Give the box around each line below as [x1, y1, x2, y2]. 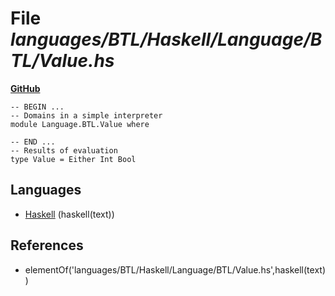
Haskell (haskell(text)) [24, 208, 115, 220]
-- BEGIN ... [10, 102, 65, 112]
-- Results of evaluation [10, 145, 118, 156]
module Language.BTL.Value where [10, 119, 150, 129]
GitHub [10, 82, 41, 94]
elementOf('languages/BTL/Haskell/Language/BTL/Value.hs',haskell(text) [24, 263, 326, 276]
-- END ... [10, 137, 56, 147]
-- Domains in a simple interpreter [10, 110, 163, 121]
